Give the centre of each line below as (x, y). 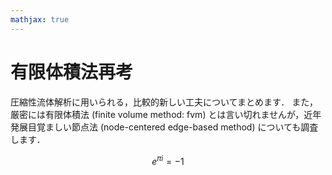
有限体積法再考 (72, 72)
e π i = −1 (168, 160)
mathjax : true (40, 19)
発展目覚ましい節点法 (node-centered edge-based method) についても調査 (164, 127)
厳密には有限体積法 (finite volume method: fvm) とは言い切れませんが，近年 (166, 114)
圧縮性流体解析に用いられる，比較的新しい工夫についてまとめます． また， (164, 102)
